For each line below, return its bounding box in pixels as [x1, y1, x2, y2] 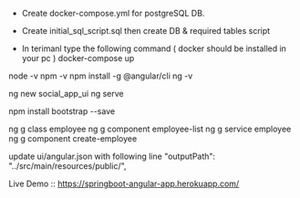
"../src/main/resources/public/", [8, 161, 127, 172]
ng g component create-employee [8, 133, 138, 144]
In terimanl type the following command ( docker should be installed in [21, 43, 286, 54]
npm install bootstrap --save [8, 106, 116, 117]
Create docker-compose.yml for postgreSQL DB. [21, 8, 205, 18]
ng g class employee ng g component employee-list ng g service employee [8, 123, 292, 134]
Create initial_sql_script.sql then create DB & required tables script [21, 26, 271, 36]
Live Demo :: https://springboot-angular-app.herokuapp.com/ [8, 178, 240, 189]
